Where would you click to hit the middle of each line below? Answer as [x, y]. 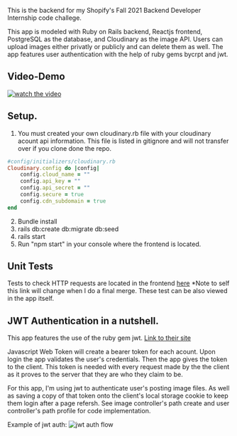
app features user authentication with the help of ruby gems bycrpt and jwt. [118, 54]
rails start [32, 236]
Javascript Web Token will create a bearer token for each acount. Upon [111, 352]
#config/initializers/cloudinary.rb [61, 161]
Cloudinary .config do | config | [54, 168]
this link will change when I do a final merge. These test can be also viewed [118, 291]
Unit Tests [30, 266]
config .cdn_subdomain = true [63, 201]
